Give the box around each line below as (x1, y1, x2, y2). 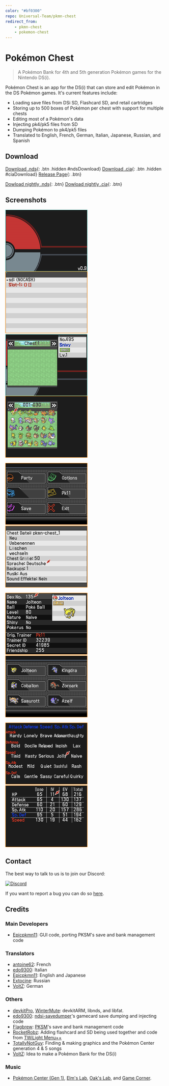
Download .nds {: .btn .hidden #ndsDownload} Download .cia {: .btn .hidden (5, 165, 162, 172)
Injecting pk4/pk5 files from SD (12, 121, 78, 127)
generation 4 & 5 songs (12, 1045, 62, 1051)
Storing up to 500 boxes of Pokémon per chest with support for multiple (12, 105, 164, 112)
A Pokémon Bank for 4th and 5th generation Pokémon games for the (17, 69, 162, 75)
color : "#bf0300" (5, 8, 42, 13)
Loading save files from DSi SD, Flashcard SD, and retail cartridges (12, 100, 153, 106)
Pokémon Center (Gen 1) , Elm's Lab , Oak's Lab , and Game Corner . (12, 1075, 152, 1081)
